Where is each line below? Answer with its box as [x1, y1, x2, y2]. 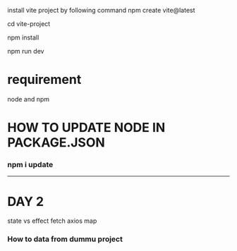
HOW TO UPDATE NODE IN [7, 120, 166, 136]
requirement [7, 72, 82, 87]
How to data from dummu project [7, 234, 123, 244]
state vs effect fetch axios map [7, 216, 97, 225]
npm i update [7, 160, 54, 170]
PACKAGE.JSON [7, 135, 106, 151]
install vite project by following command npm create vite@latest [7, 6, 195, 14]
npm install [7, 33, 39, 42]
